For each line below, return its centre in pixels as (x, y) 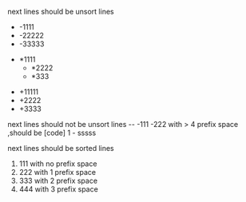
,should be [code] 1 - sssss (52, 133)
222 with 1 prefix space (58, 172)
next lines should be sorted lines (61, 148)
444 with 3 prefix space (59, 189)
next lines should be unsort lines (61, 12)
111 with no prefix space (58, 164)
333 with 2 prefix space (58, 180)
